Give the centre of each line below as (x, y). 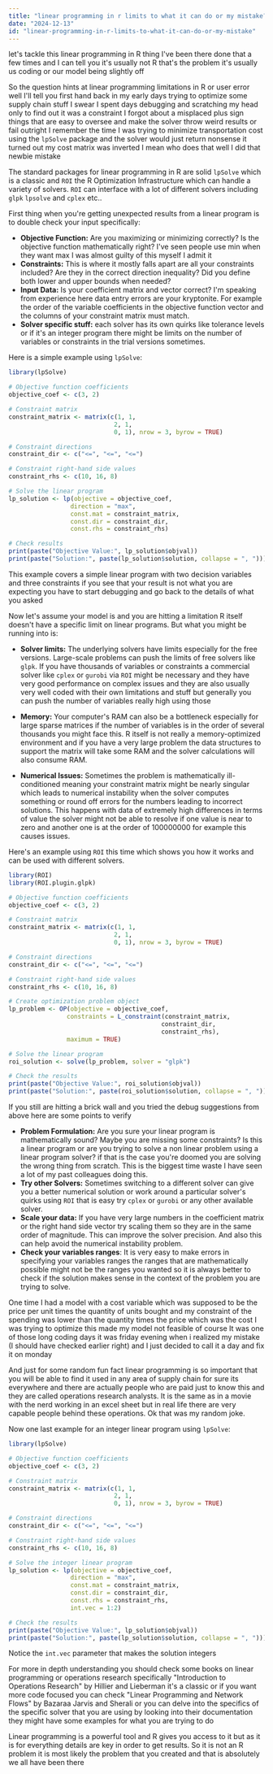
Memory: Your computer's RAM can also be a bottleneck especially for (139, 716)
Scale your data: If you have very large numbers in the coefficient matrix (142, 1217)
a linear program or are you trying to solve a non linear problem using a (139, 1148)
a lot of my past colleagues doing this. (84, 1174)
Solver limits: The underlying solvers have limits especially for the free (139, 649)
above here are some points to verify (70, 1115)
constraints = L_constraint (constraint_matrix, (148, 1017)
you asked (26, 600)
